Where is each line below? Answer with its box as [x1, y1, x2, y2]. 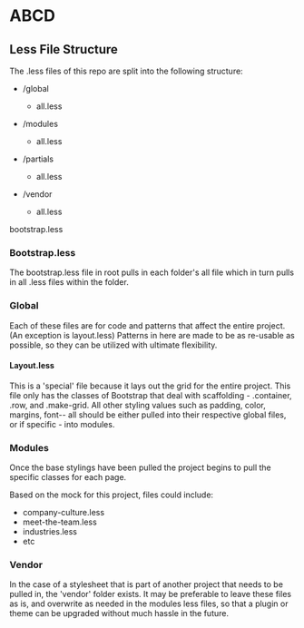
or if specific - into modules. [9, 418, 115, 429]
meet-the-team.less [22, 516, 97, 527]
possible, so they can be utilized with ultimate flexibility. [9, 339, 218, 350]
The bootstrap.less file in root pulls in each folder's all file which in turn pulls [9, 267, 295, 278]
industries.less [22, 526, 77, 537]
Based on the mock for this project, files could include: [9, 489, 214, 500]
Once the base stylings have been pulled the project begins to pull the [9, 462, 271, 473]
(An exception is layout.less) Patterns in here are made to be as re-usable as [9, 329, 295, 340]
